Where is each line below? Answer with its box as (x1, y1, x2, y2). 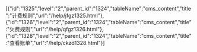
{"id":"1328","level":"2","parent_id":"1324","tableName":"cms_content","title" (5, 32, 192, 39)
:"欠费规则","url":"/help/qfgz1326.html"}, (5, 26, 104, 32)
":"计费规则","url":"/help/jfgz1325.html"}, (5, 12, 104, 19)
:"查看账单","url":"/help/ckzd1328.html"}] (5, 40, 105, 46)
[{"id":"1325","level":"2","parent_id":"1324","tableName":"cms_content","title (5, 5, 191, 12)
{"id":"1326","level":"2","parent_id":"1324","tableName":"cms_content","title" (5, 19, 192, 25)
